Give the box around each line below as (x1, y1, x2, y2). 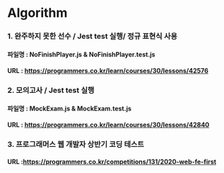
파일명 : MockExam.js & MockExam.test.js (7, 104, 132, 113)
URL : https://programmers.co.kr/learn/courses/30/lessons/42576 (7, 67, 208, 75)
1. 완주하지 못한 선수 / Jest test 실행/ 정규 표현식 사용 (7, 32, 178, 41)
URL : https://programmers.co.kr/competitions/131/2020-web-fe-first (7, 157, 217, 166)
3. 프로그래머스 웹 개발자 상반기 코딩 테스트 (7, 139, 145, 149)
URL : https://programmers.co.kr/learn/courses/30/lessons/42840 (7, 121, 210, 129)
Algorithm (7, 5, 68, 21)
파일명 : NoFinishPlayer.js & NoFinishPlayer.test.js (7, 50, 155, 58)
